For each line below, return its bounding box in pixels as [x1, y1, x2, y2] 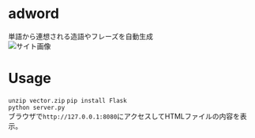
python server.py [8, 103, 66, 111]
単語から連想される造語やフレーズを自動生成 [8, 31, 154, 41]
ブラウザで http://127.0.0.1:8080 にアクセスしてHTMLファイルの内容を [8, 111, 241, 121]
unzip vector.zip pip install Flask [8, 96, 128, 104]
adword [8, 5, 59, 23]
